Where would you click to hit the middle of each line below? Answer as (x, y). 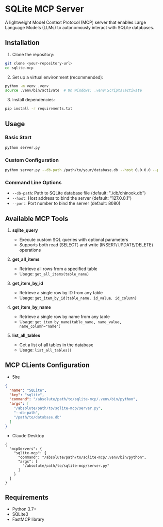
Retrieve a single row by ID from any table (61, 292)
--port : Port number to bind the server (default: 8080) (66, 203)
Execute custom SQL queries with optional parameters (74, 240)
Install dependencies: (33, 100)
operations (30, 250)
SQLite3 (20, 514)
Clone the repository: (33, 54)
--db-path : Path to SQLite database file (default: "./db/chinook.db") (79, 193)
